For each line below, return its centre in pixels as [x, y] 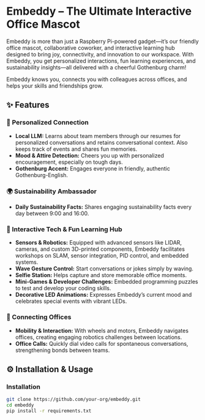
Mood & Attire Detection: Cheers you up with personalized [89, 155]
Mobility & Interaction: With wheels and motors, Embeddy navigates [102, 330]
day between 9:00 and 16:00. [52, 213]
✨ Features [28, 105]
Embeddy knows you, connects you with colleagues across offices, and [97, 79]
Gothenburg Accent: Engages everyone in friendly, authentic [92, 168]
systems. [27, 262]
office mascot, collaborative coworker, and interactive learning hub [91, 48]
